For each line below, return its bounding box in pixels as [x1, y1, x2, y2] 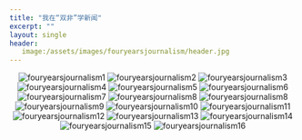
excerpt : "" [9, 22, 55, 31]
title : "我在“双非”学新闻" [9, 13, 103, 23]
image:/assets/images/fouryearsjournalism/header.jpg [21, 47, 230, 56]
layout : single [9, 30, 67, 39]
